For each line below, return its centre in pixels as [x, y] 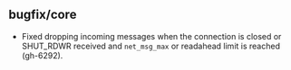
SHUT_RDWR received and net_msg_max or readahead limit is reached [150, 46]
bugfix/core [43, 15]
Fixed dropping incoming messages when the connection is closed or [151, 36]
